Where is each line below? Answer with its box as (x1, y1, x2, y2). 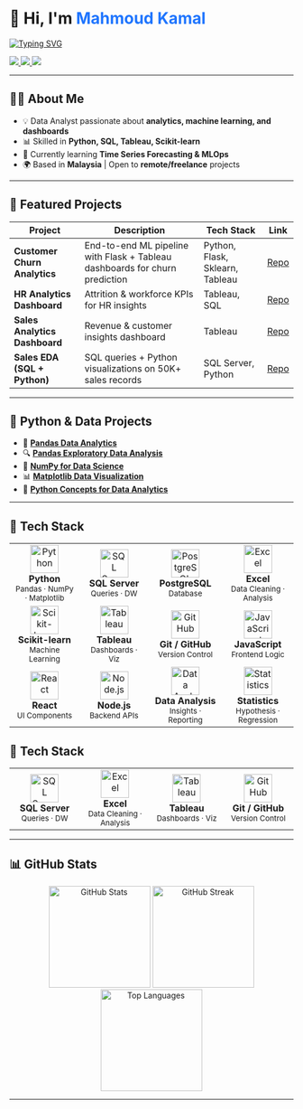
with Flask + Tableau (84, 250, 172, 263)
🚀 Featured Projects (9, 197, 123, 212)
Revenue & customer (84, 319, 173, 332)
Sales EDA (14, 351, 60, 363)
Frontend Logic (231, 650, 285, 660)
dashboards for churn (84, 261, 177, 274)
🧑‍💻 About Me (9, 91, 85, 107)
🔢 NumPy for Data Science (22, 461, 124, 472)
